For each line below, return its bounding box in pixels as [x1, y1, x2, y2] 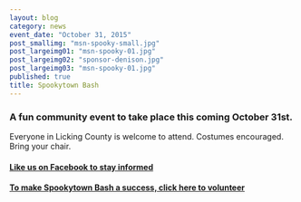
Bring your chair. [9, 140, 72, 151]
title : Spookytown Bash [9, 81, 100, 90]
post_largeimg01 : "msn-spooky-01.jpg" [9, 47, 156, 56]
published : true [9, 72, 71, 82]
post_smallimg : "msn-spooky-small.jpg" [9, 38, 160, 48]
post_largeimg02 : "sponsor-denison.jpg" [9, 55, 165, 64]
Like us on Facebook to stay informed [9, 161, 154, 172]
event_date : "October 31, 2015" [9, 30, 131, 39]
